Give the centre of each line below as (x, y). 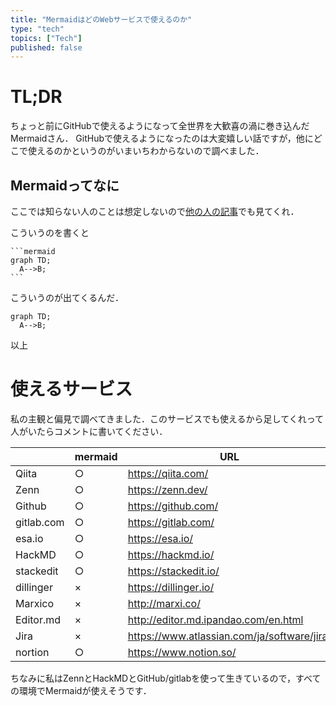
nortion (32, 652)
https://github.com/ (173, 506)
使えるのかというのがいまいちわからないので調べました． (146, 151)
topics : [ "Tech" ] (46, 38)
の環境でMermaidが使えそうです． (81, 690)
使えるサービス (71, 389)
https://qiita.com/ (168, 473)
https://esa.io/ (160, 538)
